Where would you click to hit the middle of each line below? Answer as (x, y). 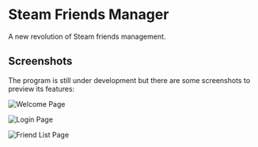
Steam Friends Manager (89, 15)
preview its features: (42, 89)
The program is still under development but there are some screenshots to (129, 80)
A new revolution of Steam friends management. (87, 36)
